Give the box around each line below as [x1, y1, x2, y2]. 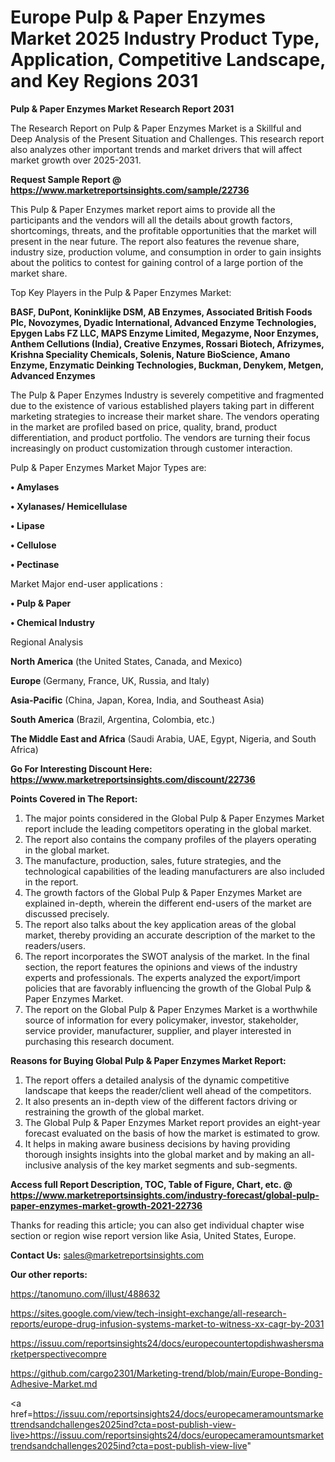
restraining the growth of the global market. [24, 1106, 205, 1118]
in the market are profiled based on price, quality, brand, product [10, 421, 278, 433]
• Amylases [10, 481, 60, 493]
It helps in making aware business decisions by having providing [24, 1137, 291, 1150]
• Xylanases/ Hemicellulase [10, 500, 128, 512]
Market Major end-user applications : [10, 577, 163, 590]
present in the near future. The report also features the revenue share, [10, 235, 300, 247]
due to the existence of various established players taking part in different [10, 399, 315, 411]
